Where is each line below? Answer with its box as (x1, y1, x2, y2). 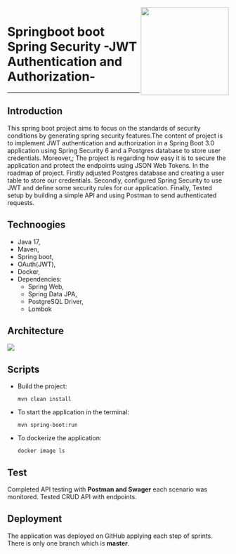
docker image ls (17, 447, 65, 455)
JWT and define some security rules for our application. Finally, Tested (7, 183, 213, 192)
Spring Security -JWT (7, 39, 138, 55)
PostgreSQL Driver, (27, 297, 84, 305)
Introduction (7, 105, 63, 117)
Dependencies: (17, 275, 62, 283)
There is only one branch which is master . (7, 539, 130, 547)
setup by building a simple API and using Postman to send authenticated (7, 191, 217, 199)
